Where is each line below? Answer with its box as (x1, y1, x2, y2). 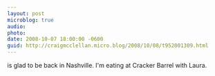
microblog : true (7, 17, 54, 23)
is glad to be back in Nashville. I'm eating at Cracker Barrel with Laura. (7, 61, 207, 69)
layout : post (7, 10, 45, 17)
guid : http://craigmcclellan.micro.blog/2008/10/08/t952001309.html (7, 42, 209, 49)
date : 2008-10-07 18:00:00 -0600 (7, 36, 104, 43)
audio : (7, 23, 26, 30)
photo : (7, 29, 26, 37)
